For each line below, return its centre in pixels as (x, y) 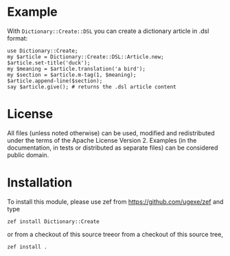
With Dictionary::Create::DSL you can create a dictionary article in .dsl (108, 31)
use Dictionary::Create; (43, 51)
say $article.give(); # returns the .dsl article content (92, 86)
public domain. (28, 154)
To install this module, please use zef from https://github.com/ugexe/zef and (115, 201)
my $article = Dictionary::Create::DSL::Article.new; (86, 57)
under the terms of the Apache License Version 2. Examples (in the (102, 140)
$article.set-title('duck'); (49, 62)
